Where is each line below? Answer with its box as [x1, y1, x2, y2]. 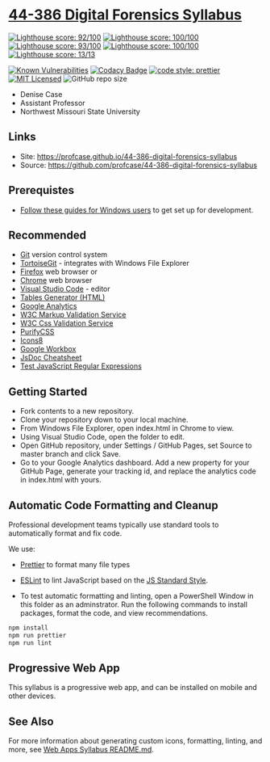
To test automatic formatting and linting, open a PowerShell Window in [19, 591, 254, 600]
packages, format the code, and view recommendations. [19, 608, 208, 617]
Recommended [8, 228, 87, 242]
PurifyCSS [19, 327, 55, 337]
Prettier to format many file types [19, 560, 131, 569]
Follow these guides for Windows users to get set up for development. [19, 204, 254, 215]
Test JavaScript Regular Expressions [19, 361, 143, 371]
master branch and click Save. [19, 449, 121, 459]
